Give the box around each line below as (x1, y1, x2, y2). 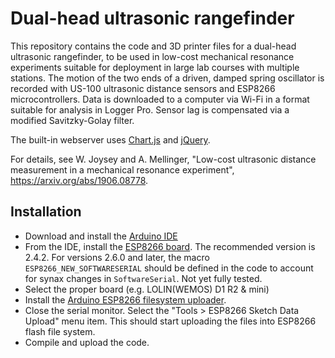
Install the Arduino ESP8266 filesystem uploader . (24, 293, 227, 306)
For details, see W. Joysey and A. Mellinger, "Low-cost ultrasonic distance (10, 153, 317, 165)
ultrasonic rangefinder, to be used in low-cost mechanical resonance (10, 50, 295, 62)
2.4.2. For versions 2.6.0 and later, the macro (24, 251, 210, 263)
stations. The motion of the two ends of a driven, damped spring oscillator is (10, 72, 325, 84)
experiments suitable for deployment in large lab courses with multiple (10, 61, 300, 73)
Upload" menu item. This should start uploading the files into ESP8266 (24, 315, 317, 327)
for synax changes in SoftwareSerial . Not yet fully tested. (24, 272, 263, 284)
